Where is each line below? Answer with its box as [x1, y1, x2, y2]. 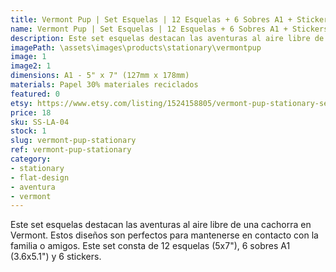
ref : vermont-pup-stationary [10, 145, 132, 155]
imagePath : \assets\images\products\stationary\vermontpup [10, 42, 262, 53]
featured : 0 [10, 89, 60, 99]
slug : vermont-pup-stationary [10, 136, 137, 146]
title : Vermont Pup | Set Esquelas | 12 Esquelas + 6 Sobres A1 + [10, 14, 293, 25]
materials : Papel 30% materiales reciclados [10, 80, 199, 90]
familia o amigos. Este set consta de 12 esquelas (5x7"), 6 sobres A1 [10, 240, 291, 252]
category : [10, 154, 52, 164]
